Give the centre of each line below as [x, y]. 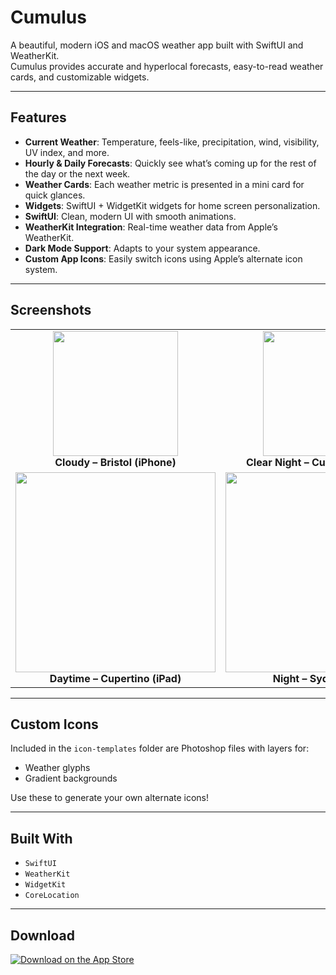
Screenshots [51, 310]
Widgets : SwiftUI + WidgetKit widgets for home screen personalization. [172, 205]
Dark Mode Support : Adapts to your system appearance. [142, 248]
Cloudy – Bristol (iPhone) [115, 462]
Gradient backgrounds [71, 778]
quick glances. [55, 195]
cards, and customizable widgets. [80, 77]
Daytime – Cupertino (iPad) [115, 678]
